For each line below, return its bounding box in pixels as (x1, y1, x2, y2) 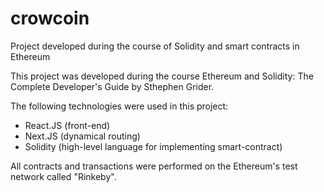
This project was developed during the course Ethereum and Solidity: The (10, 70, 314, 82)
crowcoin (10, 7, 90, 30)
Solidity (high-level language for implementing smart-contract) (24, 140, 283, 152)
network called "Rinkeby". (10, 170, 117, 182)
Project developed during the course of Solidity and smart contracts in (10, 40, 300, 52)
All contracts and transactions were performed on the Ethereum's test (10, 160, 298, 172)
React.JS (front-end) (24, 119, 111, 131)
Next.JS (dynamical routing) (24, 130, 141, 142)
